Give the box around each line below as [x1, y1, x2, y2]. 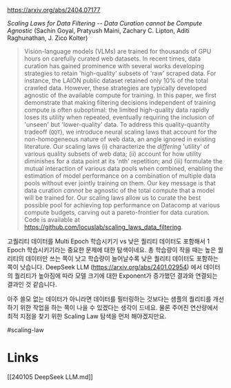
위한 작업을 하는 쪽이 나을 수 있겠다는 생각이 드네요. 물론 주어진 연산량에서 [19, 303, 219, 312]
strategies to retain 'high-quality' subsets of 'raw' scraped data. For [23, 69, 217, 77]
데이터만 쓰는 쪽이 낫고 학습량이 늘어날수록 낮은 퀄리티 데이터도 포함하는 [25, 254, 219, 263]
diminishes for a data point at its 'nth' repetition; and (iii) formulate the [23, 157, 223, 165]
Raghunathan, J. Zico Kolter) [7, 34, 88, 42]
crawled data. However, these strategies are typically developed [23, 84, 207, 92]
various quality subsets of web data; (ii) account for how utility [23, 150, 202, 158]
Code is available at [23, 216, 81, 223]
